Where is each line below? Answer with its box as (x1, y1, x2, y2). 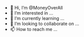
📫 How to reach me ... (10, 26, 58, 32)
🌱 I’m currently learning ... (10, 15, 65, 21)
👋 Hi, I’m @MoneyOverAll (10, 5, 63, 10)
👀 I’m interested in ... (10, 10, 53, 16)
